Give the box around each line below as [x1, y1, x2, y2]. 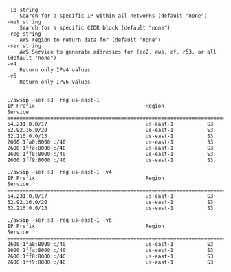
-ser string [7, 43, 41, 49]
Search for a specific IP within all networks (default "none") [19, 12, 208, 19]
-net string [7, 19, 41, 25]
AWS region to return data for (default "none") [19, 36, 162, 43]
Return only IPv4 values [19, 67, 91, 73]
